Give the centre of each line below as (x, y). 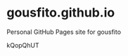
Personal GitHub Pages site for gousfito (64, 32)
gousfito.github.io (61, 13)
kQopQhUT (23, 45)
